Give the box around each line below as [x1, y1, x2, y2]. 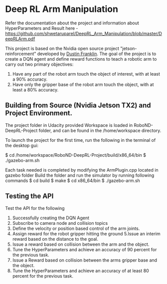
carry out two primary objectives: [5, 61, 74, 67]
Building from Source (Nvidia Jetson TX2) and [5, 101, 151, 110]
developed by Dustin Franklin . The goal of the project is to [37, 51, 157, 57]
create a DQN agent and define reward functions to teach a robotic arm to [5, 56, 157, 62]
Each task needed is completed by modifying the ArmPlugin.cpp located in [5, 167, 159, 173]
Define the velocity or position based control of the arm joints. [12, 225, 140, 231]
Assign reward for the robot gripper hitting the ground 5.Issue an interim [12, 230, 161, 237]
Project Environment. [5, 109, 72, 117]
